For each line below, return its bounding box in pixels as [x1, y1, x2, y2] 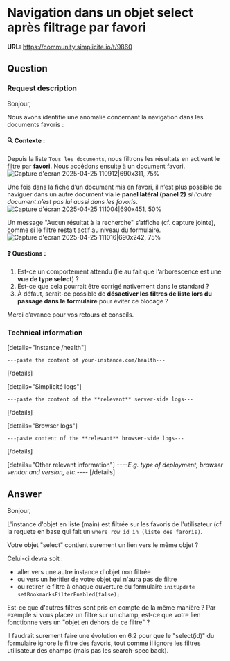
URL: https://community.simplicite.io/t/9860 [7, 42, 133, 51]
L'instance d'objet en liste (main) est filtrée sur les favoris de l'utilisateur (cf [7, 520, 222, 528]
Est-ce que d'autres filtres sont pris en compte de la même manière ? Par [7, 603, 216, 612]
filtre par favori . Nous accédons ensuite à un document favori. [7, 162, 186, 170]
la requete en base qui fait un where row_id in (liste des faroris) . [7, 528, 203, 536]
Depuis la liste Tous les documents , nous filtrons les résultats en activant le [7, 154, 220, 162]
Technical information [7, 328, 83, 337]
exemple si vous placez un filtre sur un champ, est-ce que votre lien [7, 611, 201, 619]
